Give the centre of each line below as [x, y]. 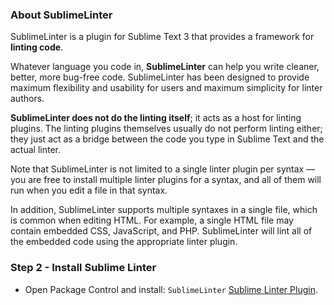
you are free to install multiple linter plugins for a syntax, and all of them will [166, 180]
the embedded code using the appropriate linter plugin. [124, 242]
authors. [27, 99]
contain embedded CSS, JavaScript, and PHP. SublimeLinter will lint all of [161, 231]
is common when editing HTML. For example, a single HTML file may [152, 220]
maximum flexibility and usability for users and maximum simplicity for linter [166, 88]
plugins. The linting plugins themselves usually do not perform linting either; [166, 129]
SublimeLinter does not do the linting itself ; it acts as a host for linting [156, 118]
